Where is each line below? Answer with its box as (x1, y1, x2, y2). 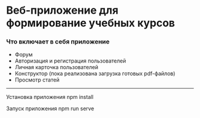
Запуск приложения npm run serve (6, 105, 94, 112)
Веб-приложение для (6, 4, 119, 17)
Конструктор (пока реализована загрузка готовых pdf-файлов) (14, 70, 176, 77)
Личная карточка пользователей (14, 64, 98, 71)
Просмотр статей (14, 76, 60, 83)
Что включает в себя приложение (6, 38, 110, 46)
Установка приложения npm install (6, 94, 94, 101)
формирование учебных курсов (6, 16, 176, 30)
